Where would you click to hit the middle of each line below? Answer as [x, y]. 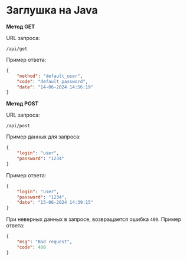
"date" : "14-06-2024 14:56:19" [55, 87]
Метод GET [21, 27]
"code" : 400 [31, 247]
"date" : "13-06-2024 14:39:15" [55, 203]
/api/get [17, 49]
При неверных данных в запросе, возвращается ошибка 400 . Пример [94, 219]
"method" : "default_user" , [50, 76]
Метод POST [22, 104]
